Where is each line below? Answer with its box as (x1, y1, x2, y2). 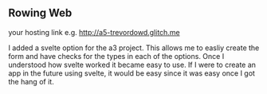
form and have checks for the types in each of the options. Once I (8, 51, 225, 61)
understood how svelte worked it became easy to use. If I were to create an (8, 60, 257, 69)
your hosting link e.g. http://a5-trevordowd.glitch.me (8, 27, 181, 37)
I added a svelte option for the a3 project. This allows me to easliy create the (8, 43, 260, 53)
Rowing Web (8, 6, 73, 20)
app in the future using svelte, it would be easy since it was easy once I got (8, 68, 255, 78)
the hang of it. (8, 76, 54, 86)
